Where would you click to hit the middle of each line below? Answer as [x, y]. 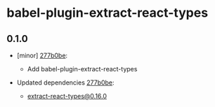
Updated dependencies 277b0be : [65, 83]
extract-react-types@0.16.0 [67, 96]
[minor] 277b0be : [42, 55]
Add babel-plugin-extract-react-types [82, 69]
